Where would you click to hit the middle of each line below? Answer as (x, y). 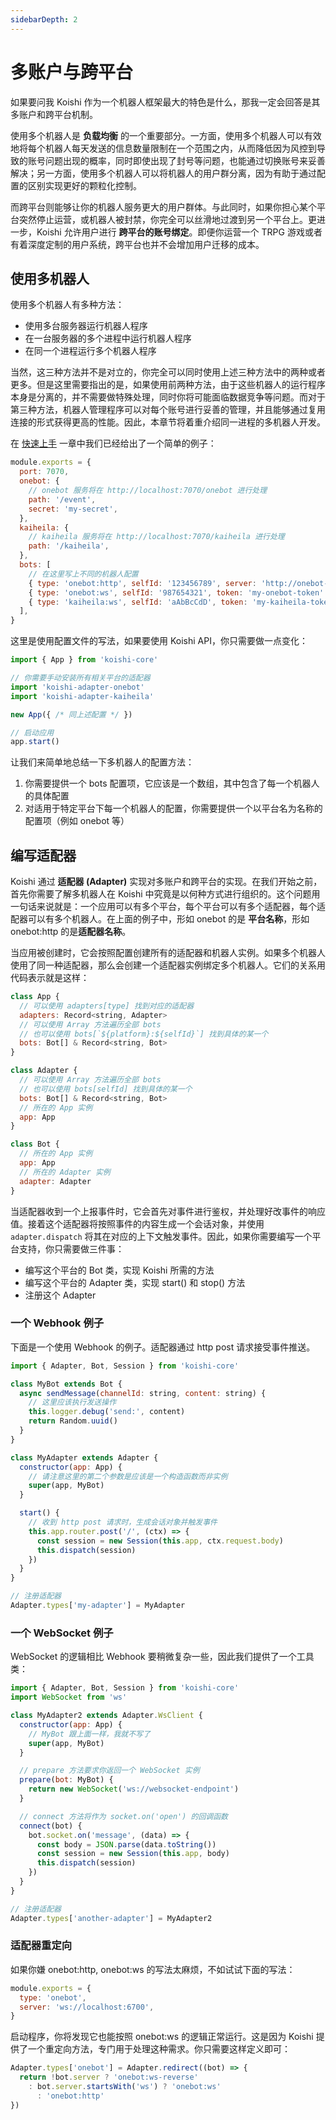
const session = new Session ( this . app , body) (133, 1854)
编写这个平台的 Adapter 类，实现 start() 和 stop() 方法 (135, 1282)
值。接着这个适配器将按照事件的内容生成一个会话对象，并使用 (137, 1223)
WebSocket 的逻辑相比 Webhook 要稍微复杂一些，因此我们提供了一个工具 (162, 1657)
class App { (35, 997)
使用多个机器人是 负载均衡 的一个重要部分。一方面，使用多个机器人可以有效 (166, 135)
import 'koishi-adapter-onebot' (77, 687)
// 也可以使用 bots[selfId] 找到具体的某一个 (106, 1089)
